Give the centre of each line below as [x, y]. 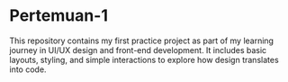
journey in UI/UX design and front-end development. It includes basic [138, 50]
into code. [28, 69]
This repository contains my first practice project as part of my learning [142, 41]
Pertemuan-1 [59, 16]
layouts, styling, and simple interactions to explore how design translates [144, 59]
